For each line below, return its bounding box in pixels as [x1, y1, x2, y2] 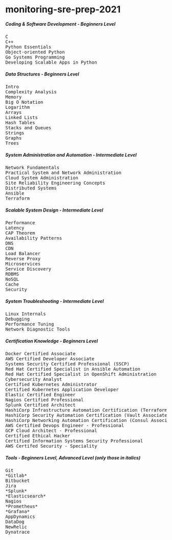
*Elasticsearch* [5, 493, 46, 499]
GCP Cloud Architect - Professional [5, 428, 97, 433]
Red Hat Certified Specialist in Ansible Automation [5, 366, 141, 372]
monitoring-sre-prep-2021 [5, 4, 121, 15]
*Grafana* [5, 508, 30, 514]
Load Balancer [5, 250, 41, 257]
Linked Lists [5, 114, 38, 121]
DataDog [5, 518, 25, 525]
